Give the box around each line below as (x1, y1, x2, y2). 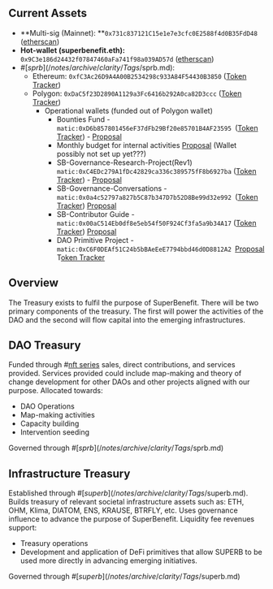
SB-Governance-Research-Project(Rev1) (56, 158, 193, 167)
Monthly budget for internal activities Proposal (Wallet (56, 140, 237, 149)
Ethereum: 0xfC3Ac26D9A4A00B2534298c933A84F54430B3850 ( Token (32, 71, 247, 80)
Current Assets (8, 6, 88, 20)
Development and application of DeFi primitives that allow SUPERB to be (19, 548, 262, 557)
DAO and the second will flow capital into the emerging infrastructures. (8, 314, 246, 324)
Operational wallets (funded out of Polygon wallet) (44, 106, 214, 115)
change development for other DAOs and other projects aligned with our (8, 377, 250, 387)
